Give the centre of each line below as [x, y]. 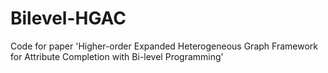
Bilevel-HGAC [68, 18]
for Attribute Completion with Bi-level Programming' [117, 56]
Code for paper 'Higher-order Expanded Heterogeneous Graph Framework [164, 46]
